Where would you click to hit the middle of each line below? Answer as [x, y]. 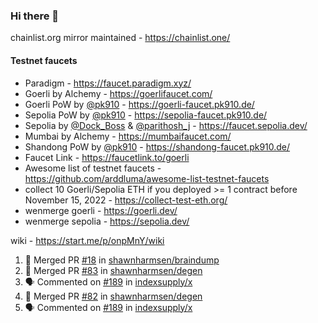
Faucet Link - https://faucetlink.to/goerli [107, 157]
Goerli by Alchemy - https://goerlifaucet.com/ [118, 93]
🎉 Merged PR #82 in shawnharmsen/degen [113, 296]
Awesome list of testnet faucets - [93, 168]
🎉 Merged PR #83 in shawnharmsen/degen [113, 270]
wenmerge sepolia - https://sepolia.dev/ [107, 221]
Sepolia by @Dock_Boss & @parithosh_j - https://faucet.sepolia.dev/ [166, 125]
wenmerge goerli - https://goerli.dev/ [101, 210]
